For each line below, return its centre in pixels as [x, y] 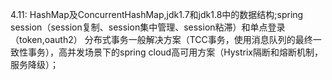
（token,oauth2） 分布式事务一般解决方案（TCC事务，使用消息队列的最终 [161, 39]
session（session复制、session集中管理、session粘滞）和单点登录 [148, 27]
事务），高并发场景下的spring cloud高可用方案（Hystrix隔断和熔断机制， [175, 52]
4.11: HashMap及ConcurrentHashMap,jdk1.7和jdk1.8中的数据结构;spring [157, 14]
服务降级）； [34, 64]
